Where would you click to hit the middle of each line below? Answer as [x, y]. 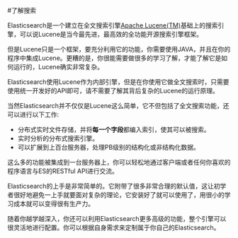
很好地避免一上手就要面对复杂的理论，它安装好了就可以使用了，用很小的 [119, 195]
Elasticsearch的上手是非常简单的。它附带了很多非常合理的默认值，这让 [110, 186]
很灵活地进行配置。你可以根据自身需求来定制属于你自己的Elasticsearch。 [114, 227]
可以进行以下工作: [33, 114]
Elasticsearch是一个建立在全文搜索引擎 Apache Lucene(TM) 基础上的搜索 [113, 25]
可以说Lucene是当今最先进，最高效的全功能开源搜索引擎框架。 [111, 34]
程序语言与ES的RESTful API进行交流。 [63, 171]
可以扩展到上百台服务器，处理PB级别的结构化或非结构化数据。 [108, 147]
